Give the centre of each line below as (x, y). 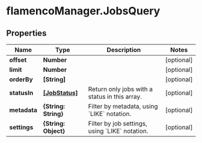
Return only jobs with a (121, 89)
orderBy (21, 79)
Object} (54, 131)
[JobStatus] (60, 93)
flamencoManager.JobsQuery (83, 11)
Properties (26, 33)
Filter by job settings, (118, 124)
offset (18, 60)
